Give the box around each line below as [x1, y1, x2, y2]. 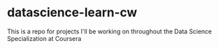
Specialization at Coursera [7, 34, 82, 42]
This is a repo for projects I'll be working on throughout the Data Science [7, 27, 212, 35]
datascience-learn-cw [7, 5, 138, 20]
